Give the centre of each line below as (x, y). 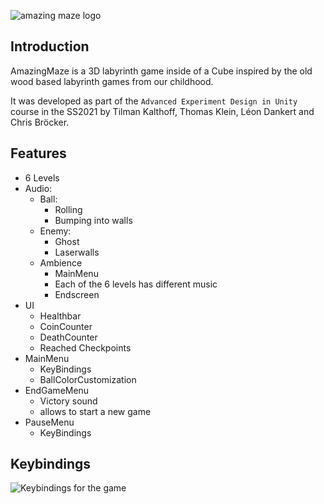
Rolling (68, 209)
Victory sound (68, 401)
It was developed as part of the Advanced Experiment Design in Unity (154, 101)
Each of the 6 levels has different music (136, 284)
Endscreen (77, 294)
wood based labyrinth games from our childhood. (112, 81)
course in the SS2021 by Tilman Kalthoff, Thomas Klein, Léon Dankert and (162, 111)
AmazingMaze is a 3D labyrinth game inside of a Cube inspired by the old (161, 71)
